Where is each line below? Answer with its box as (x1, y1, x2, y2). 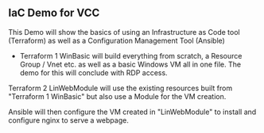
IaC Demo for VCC (8, 6, 100, 20)
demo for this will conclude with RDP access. (19, 67, 169, 78)
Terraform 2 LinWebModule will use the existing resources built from (8, 83, 233, 93)
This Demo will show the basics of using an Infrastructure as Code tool (8, 27, 240, 36)
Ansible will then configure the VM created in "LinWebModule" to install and (8, 107, 257, 116)
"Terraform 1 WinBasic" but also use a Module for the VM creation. (8, 91, 227, 101)
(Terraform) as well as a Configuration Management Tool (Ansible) (8, 36, 225, 45)
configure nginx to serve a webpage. (8, 115, 129, 125)
